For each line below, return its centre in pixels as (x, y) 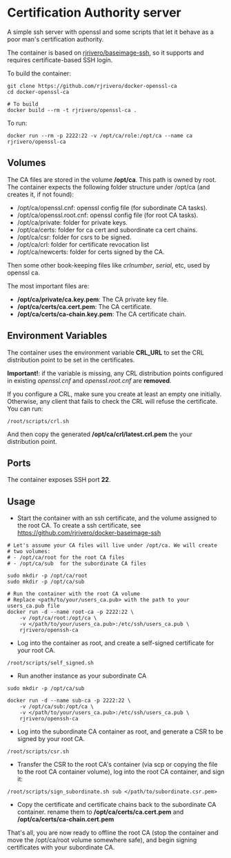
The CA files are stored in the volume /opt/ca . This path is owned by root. (112, 179)
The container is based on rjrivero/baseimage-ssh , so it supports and (106, 53)
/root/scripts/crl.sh (38, 421)
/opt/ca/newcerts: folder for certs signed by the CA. (91, 252)
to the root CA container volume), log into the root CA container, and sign (121, 772)
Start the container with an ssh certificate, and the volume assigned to (117, 518)
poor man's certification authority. (56, 39)
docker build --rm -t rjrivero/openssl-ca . (72, 110)
